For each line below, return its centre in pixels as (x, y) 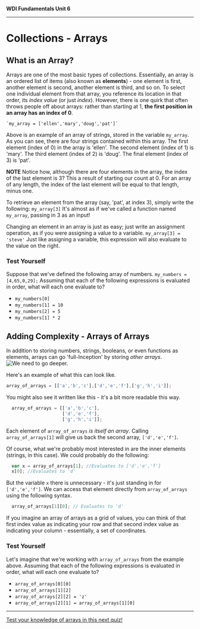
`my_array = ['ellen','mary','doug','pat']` (62, 124)
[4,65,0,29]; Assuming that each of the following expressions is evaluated (98, 281)
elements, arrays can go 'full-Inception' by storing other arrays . (84, 357)
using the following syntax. (39, 496)
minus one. (20, 191)
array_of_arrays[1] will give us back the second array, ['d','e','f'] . (92, 437)
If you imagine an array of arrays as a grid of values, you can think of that (96, 518)
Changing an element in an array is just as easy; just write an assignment (96, 227)
